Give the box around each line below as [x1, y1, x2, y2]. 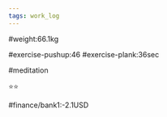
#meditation [8, 65, 49, 75]
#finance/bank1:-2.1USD [8, 100, 89, 110]
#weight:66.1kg [8, 34, 59, 44]
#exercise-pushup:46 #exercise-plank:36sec [8, 49, 160, 59]
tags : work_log [8, 11, 60, 20]
